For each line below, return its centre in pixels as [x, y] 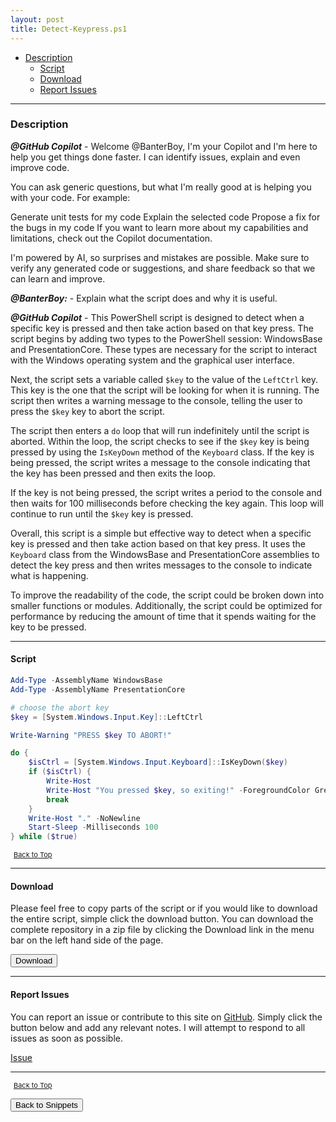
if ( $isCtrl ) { [60, 772]
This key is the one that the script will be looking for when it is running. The [165, 390]
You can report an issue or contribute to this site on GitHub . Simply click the [166, 1017]
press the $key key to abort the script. [88, 411]
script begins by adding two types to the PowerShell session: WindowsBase [166, 338]
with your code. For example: [70, 197]
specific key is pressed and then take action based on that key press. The [162, 328]
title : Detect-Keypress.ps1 [69, 29]
